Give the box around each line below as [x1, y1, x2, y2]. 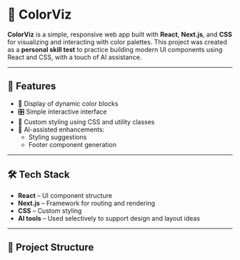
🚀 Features [7, 80, 56, 92]
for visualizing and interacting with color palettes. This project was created [7, 37, 227, 46]
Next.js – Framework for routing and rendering [17, 199, 156, 207]
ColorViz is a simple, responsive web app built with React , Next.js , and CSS [7, 30, 232, 39]
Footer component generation [28, 140, 116, 149]
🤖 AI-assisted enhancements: [17, 125, 105, 134]
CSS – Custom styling [17, 206, 82, 215]
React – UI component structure [17, 191, 113, 199]
